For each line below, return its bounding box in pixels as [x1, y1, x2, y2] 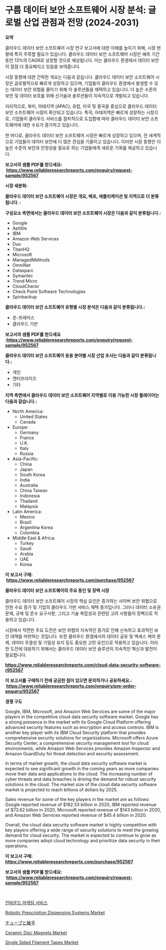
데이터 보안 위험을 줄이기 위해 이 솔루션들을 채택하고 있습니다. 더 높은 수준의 [10, 86, 157, 92]
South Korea [19, 471, 46, 477]
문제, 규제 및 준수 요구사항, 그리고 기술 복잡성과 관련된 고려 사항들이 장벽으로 [5, 610, 153, 616]
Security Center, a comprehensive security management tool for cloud [5, 740, 149, 746]
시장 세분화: [5, 182, 28, 189]
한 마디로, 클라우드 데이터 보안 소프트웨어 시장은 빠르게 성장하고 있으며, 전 [5, 132, 148, 138]
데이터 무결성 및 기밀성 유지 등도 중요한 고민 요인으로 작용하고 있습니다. [11, 639, 149, 646]
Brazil [19, 519, 32, 525]
